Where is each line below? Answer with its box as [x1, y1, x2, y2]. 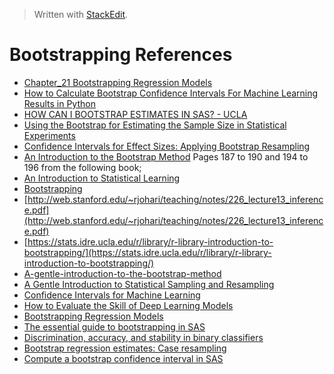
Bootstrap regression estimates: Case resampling [23, 342, 227, 354]
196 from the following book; [23, 161, 142, 173]
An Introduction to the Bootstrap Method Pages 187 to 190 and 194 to [23, 150, 309, 163]
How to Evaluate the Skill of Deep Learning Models [23, 299, 234, 311]
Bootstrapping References [9, 44, 233, 66]
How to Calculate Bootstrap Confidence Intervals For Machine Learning [23, 87, 319, 99]
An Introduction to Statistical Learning [23, 172, 181, 184]
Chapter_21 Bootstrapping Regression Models [23, 76, 213, 88]
